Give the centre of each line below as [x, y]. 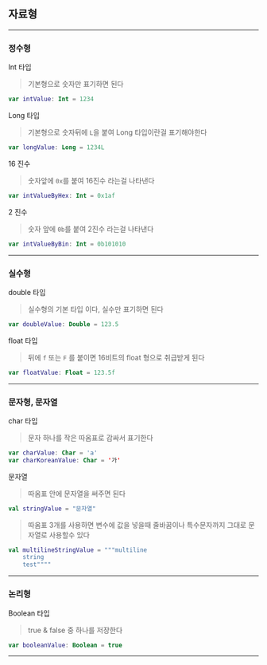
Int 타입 [20, 67]
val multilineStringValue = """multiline [78, 550]
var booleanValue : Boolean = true [66, 645]
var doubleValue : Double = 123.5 [64, 324]
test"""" [37, 565]
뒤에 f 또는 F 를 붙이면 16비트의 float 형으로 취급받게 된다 [116, 357]
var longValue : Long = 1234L [56, 147]
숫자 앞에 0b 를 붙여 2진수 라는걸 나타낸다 [91, 229]
